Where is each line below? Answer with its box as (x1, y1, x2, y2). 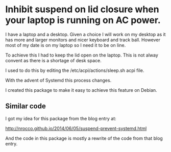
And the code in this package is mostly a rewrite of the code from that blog (5, 135, 163, 141)
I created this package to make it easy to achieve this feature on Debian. (5, 87, 157, 93)
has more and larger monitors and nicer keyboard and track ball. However (5, 37, 161, 43)
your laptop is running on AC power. (5, 14, 161, 26)
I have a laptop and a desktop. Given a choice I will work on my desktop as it (5, 31, 166, 37)
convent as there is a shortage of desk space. (5, 57, 102, 63)
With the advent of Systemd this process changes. (5, 77, 112, 83)
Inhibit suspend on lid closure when (5, 4, 159, 15)
